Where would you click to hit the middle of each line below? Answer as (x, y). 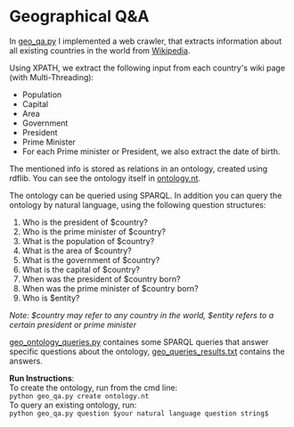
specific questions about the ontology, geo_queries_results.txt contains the (147, 351)
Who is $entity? (51, 298)
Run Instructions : (42, 378)
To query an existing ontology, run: (73, 405)
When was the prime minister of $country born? (110, 288)
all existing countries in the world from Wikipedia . (100, 50)
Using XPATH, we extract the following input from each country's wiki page (147, 68)
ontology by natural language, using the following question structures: (138, 205)
